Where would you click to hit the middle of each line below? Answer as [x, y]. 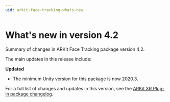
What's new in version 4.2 [62, 35]
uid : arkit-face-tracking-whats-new [44, 10]
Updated [15, 69]
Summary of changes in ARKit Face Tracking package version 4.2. [75, 49]
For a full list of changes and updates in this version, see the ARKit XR [79, 88]
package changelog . [32, 94]
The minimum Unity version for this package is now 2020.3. [76, 79]
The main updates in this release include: [48, 59]
